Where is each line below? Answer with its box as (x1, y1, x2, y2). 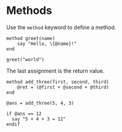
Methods (6, 4, 53, 18)
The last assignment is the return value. (6, 67, 104, 74)
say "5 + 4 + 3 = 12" (11, 116, 66, 122)
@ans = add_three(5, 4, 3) (6, 100, 74, 106)
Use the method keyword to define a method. (6, 24, 117, 31)
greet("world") (6, 56, 45, 62)
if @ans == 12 (6, 110, 42, 117)
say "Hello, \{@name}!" (17, 41, 77, 47)
